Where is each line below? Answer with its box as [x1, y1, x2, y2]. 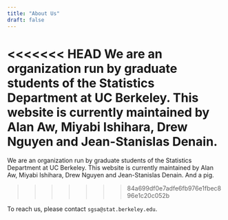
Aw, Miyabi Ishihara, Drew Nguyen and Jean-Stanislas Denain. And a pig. [7, 171, 215, 179]
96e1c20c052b [127, 192, 170, 200]
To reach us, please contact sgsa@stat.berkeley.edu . [7, 205, 158, 213]
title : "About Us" [7, 10, 60, 17]
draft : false [7, 16, 45, 23]
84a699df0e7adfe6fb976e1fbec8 [127, 184, 222, 192]
